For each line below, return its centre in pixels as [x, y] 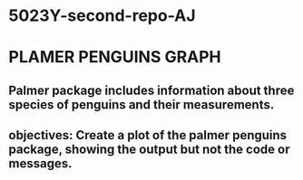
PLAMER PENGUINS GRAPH [115, 57]
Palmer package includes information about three [151, 90]
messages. [40, 164]
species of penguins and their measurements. [142, 104]
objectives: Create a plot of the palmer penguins [148, 135]
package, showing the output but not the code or [149, 150]
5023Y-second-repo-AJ [102, 16]
